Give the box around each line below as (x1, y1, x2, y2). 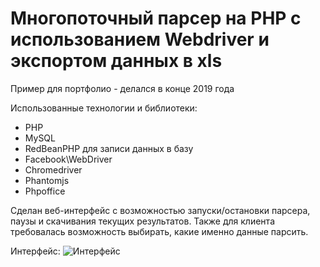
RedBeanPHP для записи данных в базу (24, 142, 194, 154)
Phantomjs (24, 174, 70, 186)
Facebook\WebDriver (24, 153, 113, 165)
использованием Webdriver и (10, 28, 270, 51)
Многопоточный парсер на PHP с (10, 7, 302, 30)
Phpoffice (24, 185, 66, 197)
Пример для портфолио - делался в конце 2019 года (10, 82, 235, 94)
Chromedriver (24, 163, 83, 176)
